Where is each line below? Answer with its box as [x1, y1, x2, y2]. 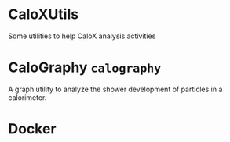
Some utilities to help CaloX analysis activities [8, 31, 156, 41]
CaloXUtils [8, 5, 79, 23]
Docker [8, 120, 57, 138]
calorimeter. [8, 92, 47, 102]
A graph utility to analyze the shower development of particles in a [8, 84, 223, 94]
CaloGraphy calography [8, 59, 162, 76]
